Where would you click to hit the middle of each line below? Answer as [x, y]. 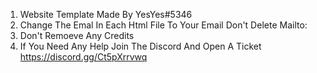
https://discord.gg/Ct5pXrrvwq [83, 57]
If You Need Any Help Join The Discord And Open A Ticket [140, 46]
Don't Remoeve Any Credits [77, 35]
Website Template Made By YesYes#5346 [106, 14]
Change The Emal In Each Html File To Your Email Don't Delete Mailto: [163, 25]
